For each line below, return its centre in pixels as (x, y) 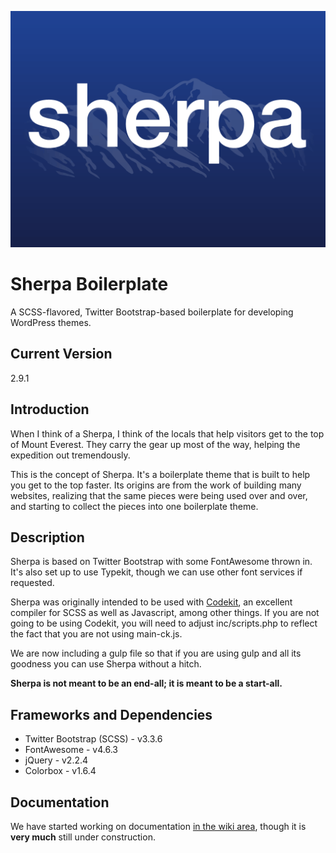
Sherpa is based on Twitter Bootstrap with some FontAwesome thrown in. (161, 562)
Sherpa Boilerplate (89, 284)
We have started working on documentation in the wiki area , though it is (158, 826)
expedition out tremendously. (70, 455)
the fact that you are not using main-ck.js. (96, 634)
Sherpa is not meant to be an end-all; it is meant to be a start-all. (146, 683)
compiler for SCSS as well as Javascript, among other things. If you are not (165, 613)
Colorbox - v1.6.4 (60, 771)
